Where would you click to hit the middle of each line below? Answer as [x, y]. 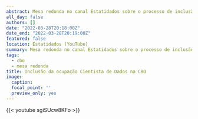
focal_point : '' [31, 88]
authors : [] [21, 22]
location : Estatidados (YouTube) [47, 45]
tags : [13, 55]
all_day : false [25, 17]
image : [14, 77]
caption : [22, 83]
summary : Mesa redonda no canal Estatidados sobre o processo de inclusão [100, 50]
